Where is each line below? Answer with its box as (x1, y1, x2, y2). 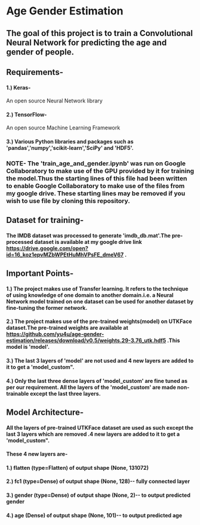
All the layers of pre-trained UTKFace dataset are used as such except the (6, 424, 194, 431)
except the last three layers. (29, 390, 101, 397)
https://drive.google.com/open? (6, 245, 88, 252)
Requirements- (6, 67, 64, 77)
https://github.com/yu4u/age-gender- (6, 331, 104, 338)
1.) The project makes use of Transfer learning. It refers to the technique (6, 285, 189, 292)
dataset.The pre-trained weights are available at (6, 324, 128, 331)
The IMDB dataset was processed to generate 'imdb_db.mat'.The (6, 232, 171, 239)
